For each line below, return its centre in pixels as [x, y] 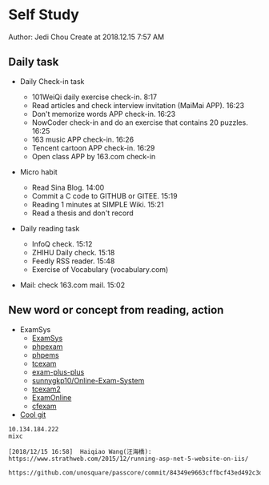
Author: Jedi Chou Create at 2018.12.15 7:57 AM [86, 37]
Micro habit [38, 172]
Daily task [34, 62]
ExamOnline [52, 397]
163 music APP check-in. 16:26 [83, 139]
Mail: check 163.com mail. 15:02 [72, 285]
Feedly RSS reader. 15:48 [73, 261]
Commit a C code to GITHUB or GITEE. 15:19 [104, 196]
